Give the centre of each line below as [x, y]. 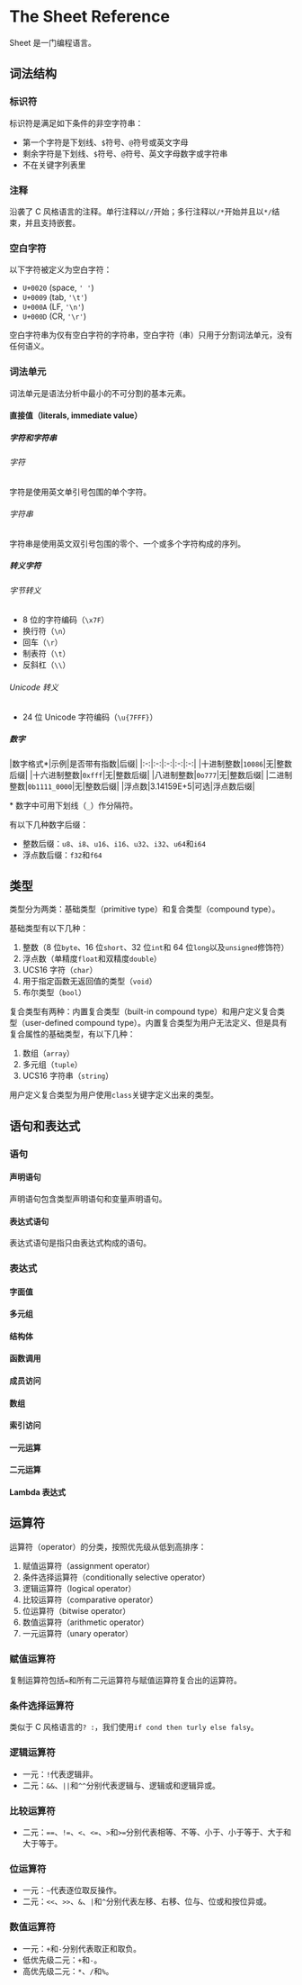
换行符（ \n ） [46, 631]
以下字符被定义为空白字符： [61, 270]
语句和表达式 [45, 1126]
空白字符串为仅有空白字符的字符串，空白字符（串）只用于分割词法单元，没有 [151, 335]
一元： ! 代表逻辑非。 [60, 1774]
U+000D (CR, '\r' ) [54, 316]
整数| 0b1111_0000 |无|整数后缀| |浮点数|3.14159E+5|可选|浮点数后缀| [132, 786]
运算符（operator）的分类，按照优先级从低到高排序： [108, 1546]
